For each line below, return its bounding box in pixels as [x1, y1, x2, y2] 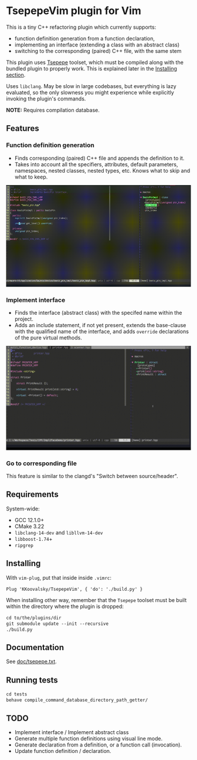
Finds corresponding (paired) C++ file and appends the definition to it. [14, 154, 185, 162]
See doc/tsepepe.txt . [6, 658, 57, 665]
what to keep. [14, 173, 48, 180]
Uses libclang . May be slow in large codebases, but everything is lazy [6, 82, 177, 89]
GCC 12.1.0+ [14, 516, 45, 523]
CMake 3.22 [14, 523, 45, 530]
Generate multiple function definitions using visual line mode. [14, 735, 163, 742]
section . [6, 71, 26, 78]
